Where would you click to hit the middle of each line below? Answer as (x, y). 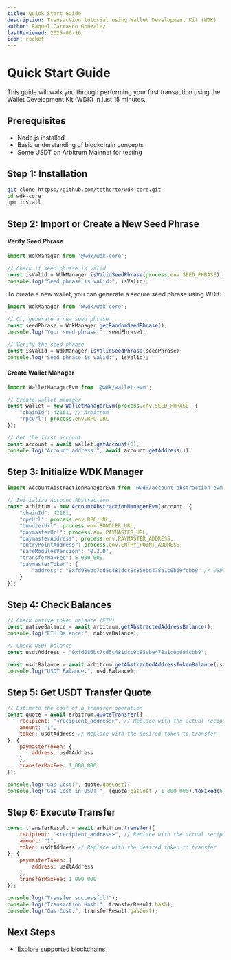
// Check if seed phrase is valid (57, 268)
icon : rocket (26, 39)
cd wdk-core (24, 196)
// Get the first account (44, 437)
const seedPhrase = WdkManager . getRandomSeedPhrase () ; (87, 326)
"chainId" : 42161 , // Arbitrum (64, 413)
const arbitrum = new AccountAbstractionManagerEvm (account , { (100, 507)
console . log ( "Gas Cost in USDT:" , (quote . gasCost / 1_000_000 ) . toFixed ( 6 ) (117, 791)
